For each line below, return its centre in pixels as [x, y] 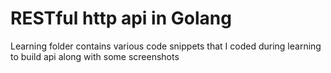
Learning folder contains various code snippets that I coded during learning [166, 46]
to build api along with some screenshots [95, 56]
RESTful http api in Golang [121, 18]
